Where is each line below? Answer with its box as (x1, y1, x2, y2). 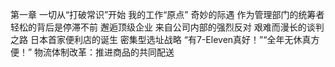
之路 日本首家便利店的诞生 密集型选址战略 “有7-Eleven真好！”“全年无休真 (10, 34, 312, 45)
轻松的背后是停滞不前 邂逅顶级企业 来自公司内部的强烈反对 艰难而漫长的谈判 (10, 21, 325, 33)
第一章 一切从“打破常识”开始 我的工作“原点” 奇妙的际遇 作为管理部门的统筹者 (10, 9, 325, 20)
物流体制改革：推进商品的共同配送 (34, 46, 175, 58)
